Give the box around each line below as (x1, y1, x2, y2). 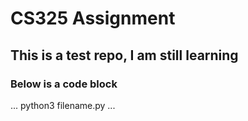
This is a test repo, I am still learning (10, 47, 239, 64)
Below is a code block (10, 77, 118, 91)
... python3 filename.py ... (10, 99, 116, 111)
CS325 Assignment (10, 7, 176, 30)
